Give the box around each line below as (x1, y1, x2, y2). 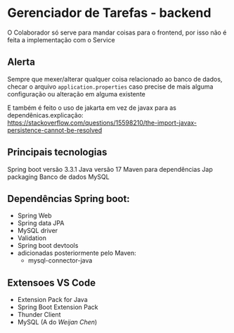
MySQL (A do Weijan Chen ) (17, 318, 98, 327)
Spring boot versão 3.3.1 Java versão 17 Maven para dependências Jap (7, 165, 213, 173)
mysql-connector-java (27, 256, 93, 265)
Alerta (7, 56, 35, 68)
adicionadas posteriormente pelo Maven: (17, 249, 137, 258)
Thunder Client (17, 310, 61, 319)
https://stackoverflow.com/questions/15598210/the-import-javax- (7, 118, 197, 127)
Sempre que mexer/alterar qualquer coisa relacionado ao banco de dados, (7, 75, 223, 83)
